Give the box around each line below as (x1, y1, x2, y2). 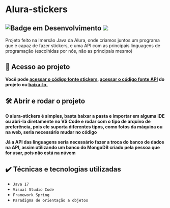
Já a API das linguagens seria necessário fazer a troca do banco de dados (5, 138, 164, 145)
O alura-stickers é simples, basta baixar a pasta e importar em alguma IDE (5, 113, 165, 119)
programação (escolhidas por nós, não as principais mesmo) (5, 48, 133, 54)
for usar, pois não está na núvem (5, 150, 76, 156)
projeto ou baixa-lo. (5, 81, 48, 87)
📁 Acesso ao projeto (5, 62, 70, 72)
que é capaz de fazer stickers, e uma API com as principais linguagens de (5, 43, 160, 49)
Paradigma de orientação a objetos (12, 198, 89, 203)
